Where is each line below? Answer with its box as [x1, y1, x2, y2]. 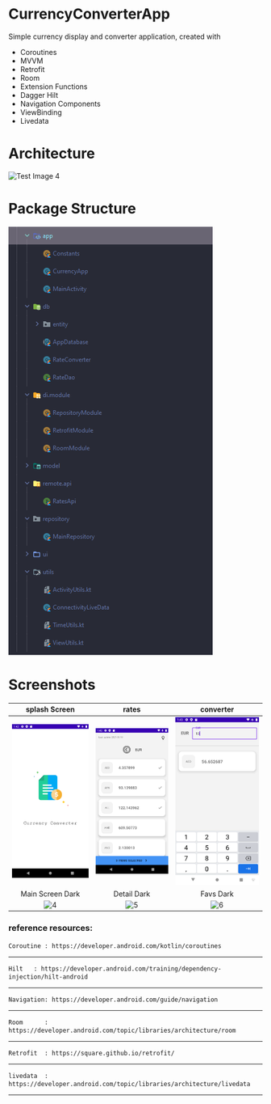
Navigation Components [19, 99, 101, 108]
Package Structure [8, 200, 136, 218]
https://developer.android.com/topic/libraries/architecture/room [8, 1026, 236, 1034]
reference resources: [8, 923, 93, 934]
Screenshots [8, 676, 96, 694]
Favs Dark [200, 889, 234, 899]
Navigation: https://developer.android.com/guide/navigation [8, 996, 219, 1004]
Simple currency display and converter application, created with [8, 32, 221, 41]
